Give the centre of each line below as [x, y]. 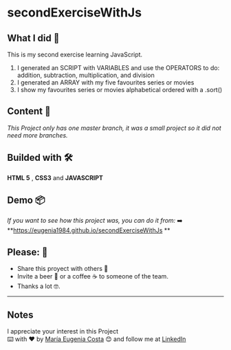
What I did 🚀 [33, 38]
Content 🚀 [29, 111]
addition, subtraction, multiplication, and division [86, 75]
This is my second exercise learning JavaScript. [75, 54]
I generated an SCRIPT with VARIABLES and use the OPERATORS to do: [118, 68]
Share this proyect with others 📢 [63, 269]
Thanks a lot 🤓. [38, 286]
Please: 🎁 [27, 252]
